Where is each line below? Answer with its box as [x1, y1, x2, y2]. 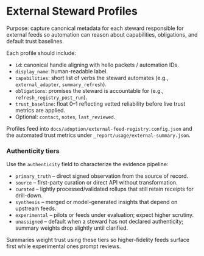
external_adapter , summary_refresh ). [15, 81, 107, 88]
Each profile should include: [6, 49, 76, 56]
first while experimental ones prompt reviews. [6, 243, 121, 250]
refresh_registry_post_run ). [15, 93, 87, 101]
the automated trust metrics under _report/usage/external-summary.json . [6, 131, 191, 139]
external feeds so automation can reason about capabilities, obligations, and [6, 31, 198, 38]
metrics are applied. [15, 106, 66, 114]
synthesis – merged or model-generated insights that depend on [15, 199, 178, 206]
